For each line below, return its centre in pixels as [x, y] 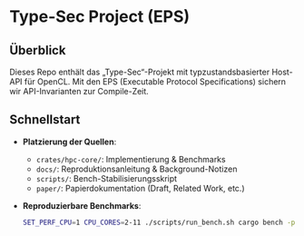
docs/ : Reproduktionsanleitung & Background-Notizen [137, 169]
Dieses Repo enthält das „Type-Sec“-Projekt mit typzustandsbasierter [140, 72]
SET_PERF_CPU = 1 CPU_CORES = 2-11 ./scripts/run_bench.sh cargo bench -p [159, 222]
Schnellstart [45, 120]
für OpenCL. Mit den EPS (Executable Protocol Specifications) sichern [155, 82]
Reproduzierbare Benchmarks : [82, 205]
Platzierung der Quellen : [69, 142]
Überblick [38, 50]
